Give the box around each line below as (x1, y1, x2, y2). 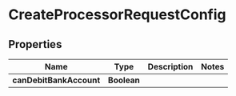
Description (147, 62, 194, 72)
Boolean (107, 74, 140, 86)
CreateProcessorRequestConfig (8, 6, 226, 24)
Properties (8, 38, 62, 51)
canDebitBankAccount (12, 74, 101, 86)
